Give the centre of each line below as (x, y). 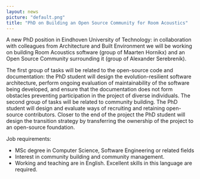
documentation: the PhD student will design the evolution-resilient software (99, 77)
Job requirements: (29, 139)
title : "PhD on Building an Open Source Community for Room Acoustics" (97, 23)
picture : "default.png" (36, 17)
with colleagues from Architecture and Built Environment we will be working (99, 46)
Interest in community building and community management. (90, 157)
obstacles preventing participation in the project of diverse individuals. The (99, 95)
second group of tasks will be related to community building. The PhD (92, 102)
